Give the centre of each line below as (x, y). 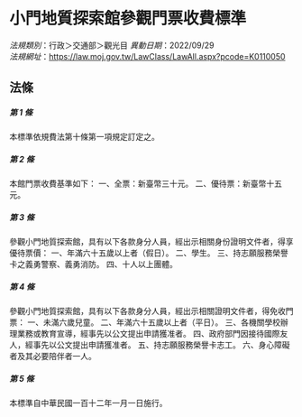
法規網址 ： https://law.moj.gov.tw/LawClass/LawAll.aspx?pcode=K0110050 (147, 56)
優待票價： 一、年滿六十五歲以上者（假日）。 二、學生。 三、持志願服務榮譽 (149, 253)
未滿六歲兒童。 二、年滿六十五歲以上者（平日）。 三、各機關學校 (162, 322)
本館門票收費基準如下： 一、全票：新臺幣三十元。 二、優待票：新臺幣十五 (146, 184)
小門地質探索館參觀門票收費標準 (128, 19)
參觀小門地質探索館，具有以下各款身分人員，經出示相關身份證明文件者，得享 (151, 242)
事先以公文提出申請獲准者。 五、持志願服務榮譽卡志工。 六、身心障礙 (161, 345)
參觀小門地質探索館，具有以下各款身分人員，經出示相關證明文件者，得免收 (147, 311)
